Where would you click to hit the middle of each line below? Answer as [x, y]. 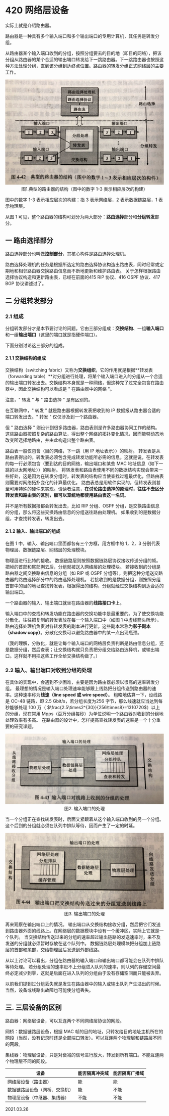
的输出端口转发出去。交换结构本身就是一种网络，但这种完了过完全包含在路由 [84, 383]
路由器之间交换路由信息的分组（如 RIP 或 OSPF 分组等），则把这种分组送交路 [84, 573]
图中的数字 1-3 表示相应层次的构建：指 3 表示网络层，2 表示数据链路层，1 [81, 200]
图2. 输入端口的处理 [84, 808]
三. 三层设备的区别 [33, 1008]
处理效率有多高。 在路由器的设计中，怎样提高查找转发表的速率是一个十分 [81, 720]
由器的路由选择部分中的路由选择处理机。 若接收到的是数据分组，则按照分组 [83, 579]
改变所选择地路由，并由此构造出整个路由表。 [52, 440]
